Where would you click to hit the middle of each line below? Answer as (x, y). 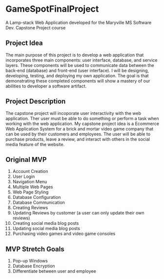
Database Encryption (34, 266)
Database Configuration (37, 197)
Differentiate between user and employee (54, 271)
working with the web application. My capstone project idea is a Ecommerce (82, 124)
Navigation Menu (30, 182)
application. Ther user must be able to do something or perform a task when (82, 118)
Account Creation (30, 172)
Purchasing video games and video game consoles (64, 234)
